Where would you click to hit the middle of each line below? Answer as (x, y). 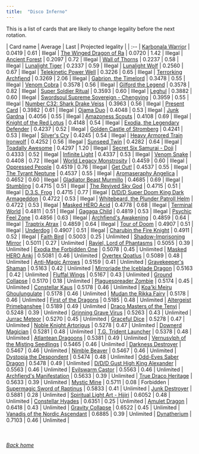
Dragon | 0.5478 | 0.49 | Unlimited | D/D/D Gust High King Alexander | (91, 363)
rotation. (16, 35)
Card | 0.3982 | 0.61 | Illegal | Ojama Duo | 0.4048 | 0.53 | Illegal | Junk (93, 110)
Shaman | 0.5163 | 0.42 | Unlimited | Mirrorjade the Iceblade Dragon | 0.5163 (99, 268)
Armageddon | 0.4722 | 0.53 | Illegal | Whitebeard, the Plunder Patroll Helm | (99, 198)
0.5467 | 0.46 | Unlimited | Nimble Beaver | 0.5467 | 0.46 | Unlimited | (91, 350)
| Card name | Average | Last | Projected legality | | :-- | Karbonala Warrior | (98, 46)
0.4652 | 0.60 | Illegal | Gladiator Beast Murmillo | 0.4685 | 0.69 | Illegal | (95, 179)
